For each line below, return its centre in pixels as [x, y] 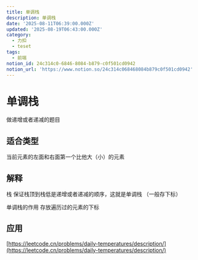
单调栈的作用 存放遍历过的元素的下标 [53, 207]
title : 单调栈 [23, 12]
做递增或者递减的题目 [33, 120]
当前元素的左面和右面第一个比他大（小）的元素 [65, 157]
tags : [13, 52]
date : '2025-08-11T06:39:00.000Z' [51, 23]
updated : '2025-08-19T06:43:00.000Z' [55, 29]
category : [19, 35]
